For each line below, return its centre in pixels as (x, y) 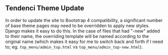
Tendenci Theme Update (45, 8)
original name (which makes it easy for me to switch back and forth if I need (84, 41)
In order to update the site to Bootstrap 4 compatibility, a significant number (84, 20)
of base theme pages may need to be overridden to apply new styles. (77, 25)
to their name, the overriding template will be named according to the (77, 36)
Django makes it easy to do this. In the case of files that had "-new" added (83, 31)
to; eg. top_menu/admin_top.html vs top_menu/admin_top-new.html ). (74, 46)
